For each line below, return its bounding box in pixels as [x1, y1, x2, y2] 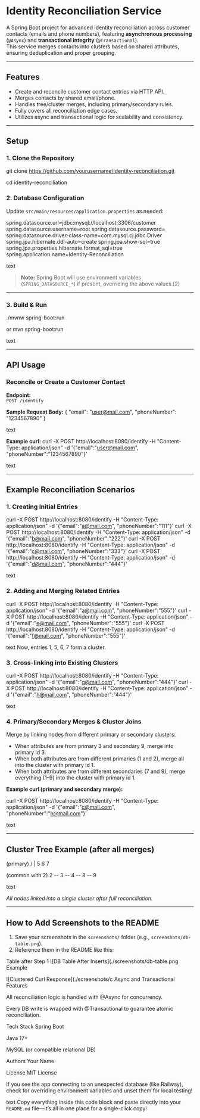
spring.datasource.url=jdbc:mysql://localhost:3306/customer [6, 219, 157, 226]
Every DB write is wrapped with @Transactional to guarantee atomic [6, 1005, 174, 1012]
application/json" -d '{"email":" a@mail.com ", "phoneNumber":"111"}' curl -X [6, 523, 192, 530]
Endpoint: [6, 392, 31, 399]
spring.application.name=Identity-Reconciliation [6, 250, 124, 257]
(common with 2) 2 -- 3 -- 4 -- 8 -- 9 [6, 872, 97, 879]
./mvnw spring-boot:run [6, 314, 65, 321]
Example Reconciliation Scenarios [6, 485, 135, 495]
